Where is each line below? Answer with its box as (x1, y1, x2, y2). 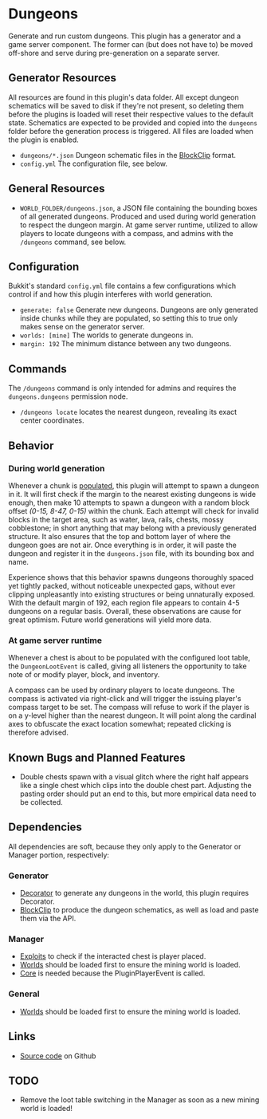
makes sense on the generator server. (19, 322, 145, 332)
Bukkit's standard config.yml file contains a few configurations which (8, 281, 237, 291)
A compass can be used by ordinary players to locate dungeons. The (8, 685, 235, 695)
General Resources (8, 182, 105, 195)
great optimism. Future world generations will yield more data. (8, 615, 212, 625)
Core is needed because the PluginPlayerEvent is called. (19, 968, 206, 978)
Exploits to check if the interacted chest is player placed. (19, 952, 206, 961)
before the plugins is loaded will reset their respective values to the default (8, 109, 253, 119)
